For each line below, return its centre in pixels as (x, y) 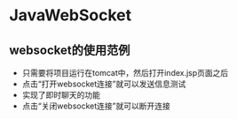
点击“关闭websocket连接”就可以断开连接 (96, 106)
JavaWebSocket (71, 15)
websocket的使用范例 (70, 50)
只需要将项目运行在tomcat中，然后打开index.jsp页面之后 (125, 73)
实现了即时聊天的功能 (61, 95)
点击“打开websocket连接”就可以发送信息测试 (104, 84)
